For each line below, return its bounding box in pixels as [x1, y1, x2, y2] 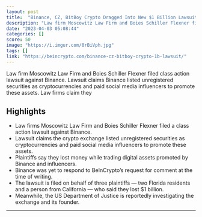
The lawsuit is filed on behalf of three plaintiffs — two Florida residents [14, 179, 191, 186]
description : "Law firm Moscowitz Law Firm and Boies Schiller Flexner [6, 20, 189, 26]
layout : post [6, 8, 39, 15]
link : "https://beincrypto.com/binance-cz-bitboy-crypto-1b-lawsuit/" [6, 53, 187, 59]
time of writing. [14, 173, 53, 180]
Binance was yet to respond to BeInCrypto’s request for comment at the [14, 167, 193, 174]
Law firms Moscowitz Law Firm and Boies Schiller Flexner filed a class [14, 122, 189, 129]
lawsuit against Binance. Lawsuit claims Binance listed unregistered [6, 76, 174, 83]
